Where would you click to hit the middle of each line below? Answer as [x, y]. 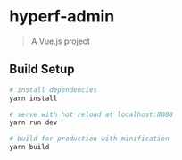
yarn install [33, 98]
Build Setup [42, 69]
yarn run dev [33, 122]
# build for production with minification [89, 139]
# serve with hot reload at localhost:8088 [91, 114]
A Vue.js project [61, 41]
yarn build [29, 147]
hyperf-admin [62, 17]
